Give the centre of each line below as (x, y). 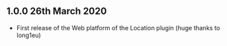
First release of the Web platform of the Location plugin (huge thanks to (118, 27)
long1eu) (29, 35)
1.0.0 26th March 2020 (57, 11)
